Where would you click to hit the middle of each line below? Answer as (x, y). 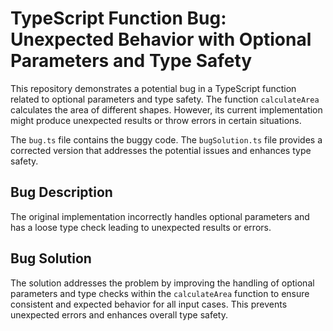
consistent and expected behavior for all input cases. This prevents (149, 304)
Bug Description (61, 192)
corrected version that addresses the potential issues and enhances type (161, 150)
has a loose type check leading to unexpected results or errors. (141, 227)
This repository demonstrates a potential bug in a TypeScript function (153, 88)
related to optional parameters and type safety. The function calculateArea (165, 99)
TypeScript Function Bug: (118, 18)
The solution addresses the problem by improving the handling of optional (162, 283)
